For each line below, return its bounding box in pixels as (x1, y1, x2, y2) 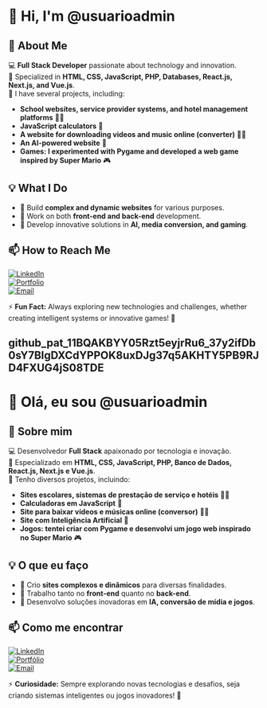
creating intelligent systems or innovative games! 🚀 (8, 313, 176, 323)
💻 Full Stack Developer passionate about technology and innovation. (8, 61, 237, 70)
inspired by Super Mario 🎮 (19, 155, 112, 165)
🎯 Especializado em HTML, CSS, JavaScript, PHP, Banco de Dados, (8, 458, 233, 467)
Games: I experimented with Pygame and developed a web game (19, 147, 239, 156)
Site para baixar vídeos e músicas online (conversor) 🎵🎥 (19, 507, 210, 517)
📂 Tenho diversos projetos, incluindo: (8, 475, 130, 484)
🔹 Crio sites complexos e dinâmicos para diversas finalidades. (19, 580, 227, 589)
